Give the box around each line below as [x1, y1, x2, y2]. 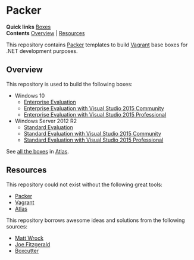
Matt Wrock [14, 234, 43, 242]
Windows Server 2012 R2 [14, 117, 77, 124]
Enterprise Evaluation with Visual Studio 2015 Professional [23, 111, 167, 118]
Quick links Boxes [6, 23, 51, 30]
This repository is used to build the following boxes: [6, 80, 133, 87]
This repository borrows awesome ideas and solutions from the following [6, 217, 185, 224]
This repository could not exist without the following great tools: [6, 181, 162, 188]
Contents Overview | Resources [6, 29, 85, 36]
